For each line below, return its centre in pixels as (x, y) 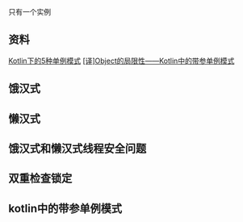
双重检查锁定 (40, 179)
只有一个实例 (29, 12)
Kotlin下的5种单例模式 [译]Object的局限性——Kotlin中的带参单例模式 (121, 61)
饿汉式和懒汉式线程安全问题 (78, 148)
